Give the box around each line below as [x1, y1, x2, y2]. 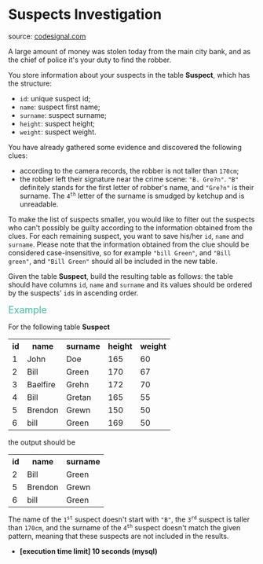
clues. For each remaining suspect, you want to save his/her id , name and [8, 231, 244, 240]
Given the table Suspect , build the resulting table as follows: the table [8, 271, 234, 280]
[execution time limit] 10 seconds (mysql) [19, 546, 158, 555]
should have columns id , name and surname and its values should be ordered [8, 280, 253, 289]
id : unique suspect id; [19, 93, 91, 103]
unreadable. [19, 199, 59, 209]
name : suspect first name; [19, 102, 100, 112]
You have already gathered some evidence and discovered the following [8, 142, 242, 152]
